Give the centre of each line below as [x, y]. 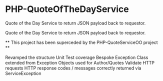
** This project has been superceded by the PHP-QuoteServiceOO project [82, 42]
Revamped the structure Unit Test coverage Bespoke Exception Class [77, 57]
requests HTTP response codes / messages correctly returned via [73, 68]
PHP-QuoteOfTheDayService [67, 9]
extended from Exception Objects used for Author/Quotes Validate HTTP [80, 62]
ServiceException [23, 73]
